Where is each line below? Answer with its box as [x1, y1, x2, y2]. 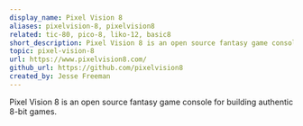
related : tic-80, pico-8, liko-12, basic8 [9, 30, 171, 39]
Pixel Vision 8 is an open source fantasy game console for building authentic [9, 96, 294, 107]
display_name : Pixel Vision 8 [9, 13, 124, 22]
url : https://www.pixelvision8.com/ [9, 55, 147, 64]
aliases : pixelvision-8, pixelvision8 [9, 22, 155, 31]
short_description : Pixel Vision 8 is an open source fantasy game [9, 38, 269, 48]
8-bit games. [9, 105, 57, 117]
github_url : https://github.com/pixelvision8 [9, 64, 183, 73]
